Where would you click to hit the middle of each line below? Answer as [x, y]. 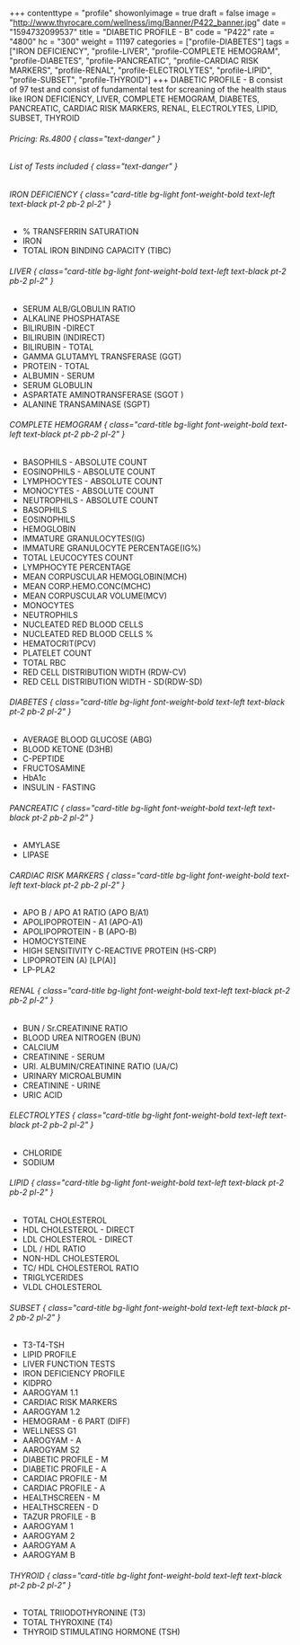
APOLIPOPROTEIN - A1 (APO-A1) [83, 922]
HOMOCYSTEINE [54, 942]
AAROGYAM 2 [49, 1536]
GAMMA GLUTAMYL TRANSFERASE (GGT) [102, 356]
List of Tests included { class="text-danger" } [93, 166]
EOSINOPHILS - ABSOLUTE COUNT [89, 472]
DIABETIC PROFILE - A [64, 1469]
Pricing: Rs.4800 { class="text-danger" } [85, 138]
